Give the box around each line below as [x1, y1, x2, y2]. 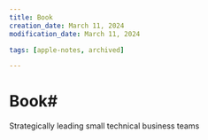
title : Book [9, 12, 53, 22]
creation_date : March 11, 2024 [9, 21, 125, 30]
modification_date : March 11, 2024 [9, 29, 141, 38]
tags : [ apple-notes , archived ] [9, 45, 125, 54]
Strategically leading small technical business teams [9, 121, 200, 131]
